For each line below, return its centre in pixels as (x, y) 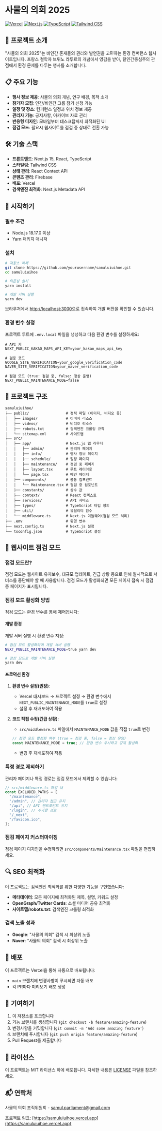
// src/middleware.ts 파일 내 (34, 788)
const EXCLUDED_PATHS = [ (31, 792)
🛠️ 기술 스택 (21, 144)
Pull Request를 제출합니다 (37, 1040)
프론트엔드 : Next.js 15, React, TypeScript (52, 159)
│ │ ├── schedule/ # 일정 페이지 (47, 459)
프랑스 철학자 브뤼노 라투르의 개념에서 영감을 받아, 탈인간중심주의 (89, 59)
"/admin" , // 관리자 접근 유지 (37, 801)
